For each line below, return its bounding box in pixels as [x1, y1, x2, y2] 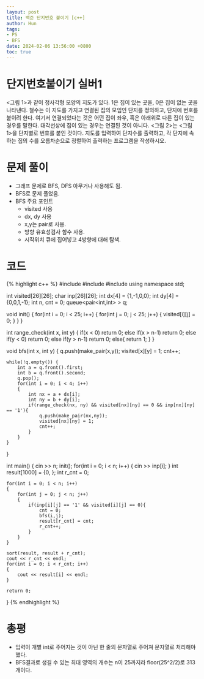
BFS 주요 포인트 [15, 197, 54, 205]
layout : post [6, 9, 40, 15]
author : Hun [6, 20, 37, 26]
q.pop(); [17, 375, 40, 381]
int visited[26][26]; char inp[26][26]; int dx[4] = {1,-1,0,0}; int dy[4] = [6, 292, 179, 299]
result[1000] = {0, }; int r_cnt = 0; [6, 468, 90, 476]
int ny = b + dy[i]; [28, 396, 81, 403]
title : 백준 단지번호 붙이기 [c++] [6, 15, 86, 21]
